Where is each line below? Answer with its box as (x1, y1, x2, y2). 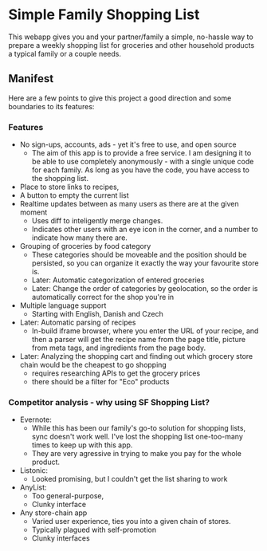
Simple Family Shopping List (8, 6, 200, 24)
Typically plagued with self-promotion (31, 525, 157, 535)
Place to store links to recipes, (19, 182, 120, 192)
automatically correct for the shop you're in (31, 293, 175, 302)
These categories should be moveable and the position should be (31, 250, 247, 260)
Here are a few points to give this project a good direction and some (8, 93, 232, 103)
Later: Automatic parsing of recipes (19, 317, 136, 328)
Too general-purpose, (31, 491, 104, 501)
